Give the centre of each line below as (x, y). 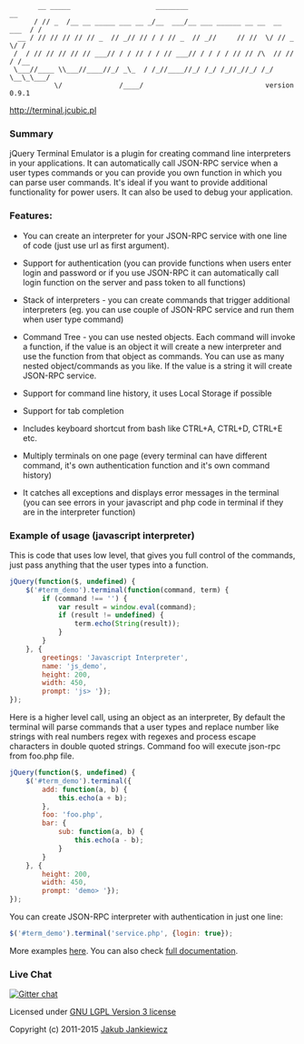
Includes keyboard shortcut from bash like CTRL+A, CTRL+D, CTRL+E (152, 428)
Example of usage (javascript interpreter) (102, 536)
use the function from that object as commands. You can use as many (153, 356)
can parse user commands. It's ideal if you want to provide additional (138, 183)
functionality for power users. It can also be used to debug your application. (151, 192)
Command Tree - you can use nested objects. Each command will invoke (159, 336)
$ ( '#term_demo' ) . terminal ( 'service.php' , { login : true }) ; (121, 934)
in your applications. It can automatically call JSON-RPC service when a (144, 163)
